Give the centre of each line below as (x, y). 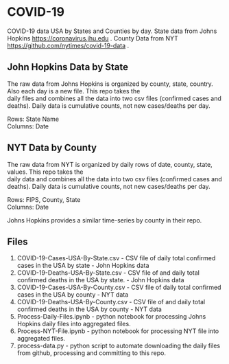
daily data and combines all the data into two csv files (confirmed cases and (115, 179)
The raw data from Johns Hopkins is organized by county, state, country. (110, 84)
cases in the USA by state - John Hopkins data (83, 266)
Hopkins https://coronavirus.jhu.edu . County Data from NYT (93, 38)
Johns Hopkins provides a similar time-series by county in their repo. (105, 220)
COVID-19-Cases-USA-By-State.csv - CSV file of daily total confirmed (116, 258)
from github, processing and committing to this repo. (92, 353)
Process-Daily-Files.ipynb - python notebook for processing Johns (111, 317)
